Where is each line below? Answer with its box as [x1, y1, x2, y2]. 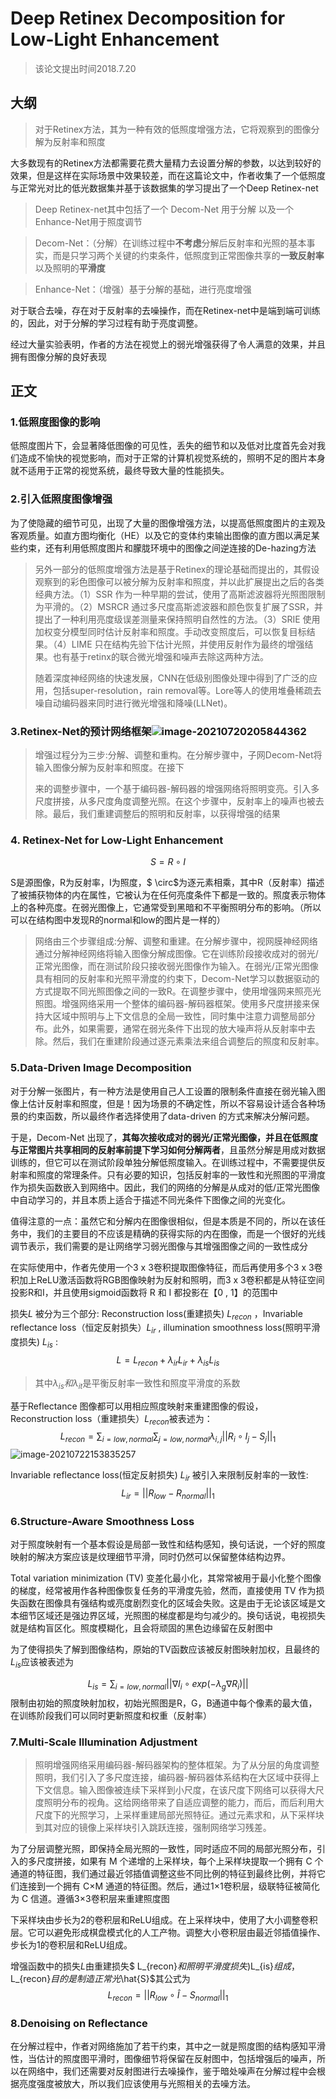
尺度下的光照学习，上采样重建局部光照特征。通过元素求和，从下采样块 [34, 1808, 325, 1821]
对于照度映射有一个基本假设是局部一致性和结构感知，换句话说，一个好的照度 [10, 1538, 326, 1551]
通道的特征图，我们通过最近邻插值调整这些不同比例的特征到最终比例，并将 [10, 1867, 317, 1879]
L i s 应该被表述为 [10, 1656, 74, 1670]
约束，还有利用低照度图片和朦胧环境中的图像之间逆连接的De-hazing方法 [18, 542, 317, 554]
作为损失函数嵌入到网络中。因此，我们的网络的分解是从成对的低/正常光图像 [10, 1181, 321, 1193]
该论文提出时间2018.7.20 [34, 62, 137, 74]
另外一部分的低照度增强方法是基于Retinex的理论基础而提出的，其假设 [34, 563, 320, 575]
